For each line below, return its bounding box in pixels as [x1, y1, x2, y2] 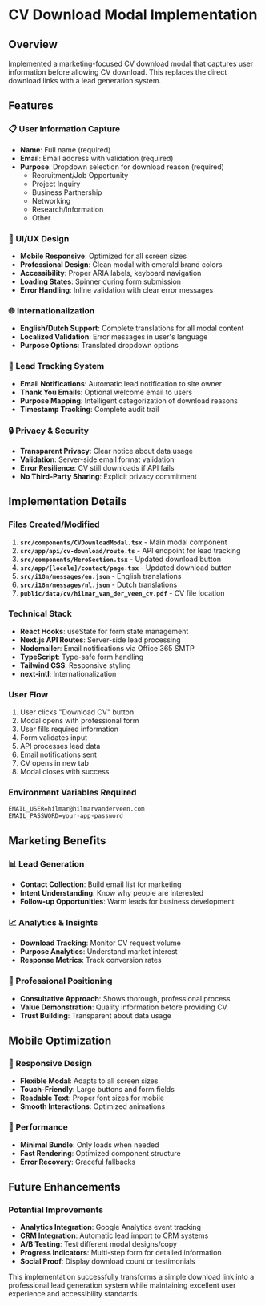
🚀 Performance [8, 1122, 68, 1133]
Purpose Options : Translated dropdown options [19, 341, 179, 350]
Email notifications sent [19, 750, 98, 759]
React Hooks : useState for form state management [19, 626, 189, 636]
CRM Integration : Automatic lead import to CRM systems [19, 1231, 209, 1240]
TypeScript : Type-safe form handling [19, 652, 144, 661]
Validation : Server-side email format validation [19, 455, 175, 464]
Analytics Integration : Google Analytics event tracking [19, 1223, 202, 1232]
